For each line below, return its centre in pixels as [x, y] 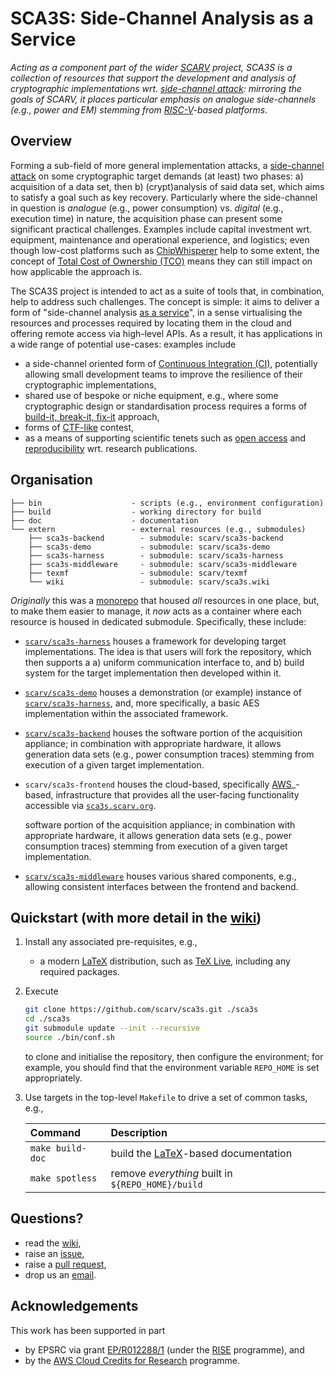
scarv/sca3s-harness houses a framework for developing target [155, 641]
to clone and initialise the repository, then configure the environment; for [174, 1056]
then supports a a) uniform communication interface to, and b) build [164, 662]
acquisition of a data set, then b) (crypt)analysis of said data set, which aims [167, 186]
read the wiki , [53, 1243]
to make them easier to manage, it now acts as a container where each [156, 611]
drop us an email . [60, 1274]
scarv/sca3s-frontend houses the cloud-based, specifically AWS [158, 784]
